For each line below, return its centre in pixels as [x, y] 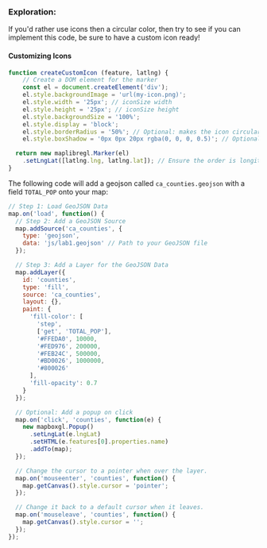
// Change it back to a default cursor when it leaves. [110, 507]
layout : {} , [42, 302]
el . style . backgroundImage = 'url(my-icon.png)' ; [104, 95]
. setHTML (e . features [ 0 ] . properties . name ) [99, 442]
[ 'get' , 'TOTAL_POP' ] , [74, 331]
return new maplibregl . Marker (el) [72, 153]
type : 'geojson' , [51, 236]
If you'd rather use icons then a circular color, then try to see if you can [124, 29]
